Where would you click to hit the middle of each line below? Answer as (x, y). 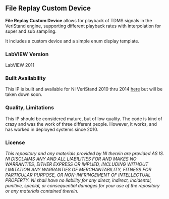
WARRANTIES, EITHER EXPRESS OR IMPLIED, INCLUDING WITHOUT (77, 164)
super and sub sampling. (31, 31)
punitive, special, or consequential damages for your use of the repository (82, 186)
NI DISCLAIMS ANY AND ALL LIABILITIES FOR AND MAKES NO (71, 159)
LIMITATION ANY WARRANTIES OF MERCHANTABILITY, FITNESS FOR (78, 169)
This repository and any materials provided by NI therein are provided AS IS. (85, 153)
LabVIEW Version (27, 54)
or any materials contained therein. (42, 191)
